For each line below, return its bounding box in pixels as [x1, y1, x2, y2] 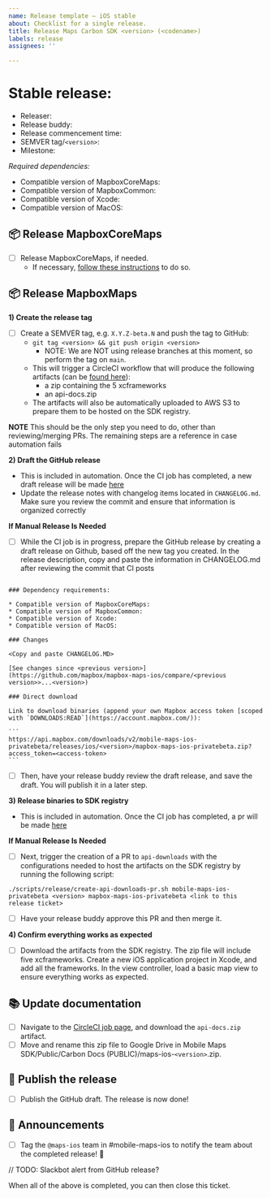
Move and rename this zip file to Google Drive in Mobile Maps [19, 1040, 227, 1049]
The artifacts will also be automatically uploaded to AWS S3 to [32, 397, 241, 407]
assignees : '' [8, 42, 57, 50]
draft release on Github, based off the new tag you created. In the [19, 546, 239, 556]
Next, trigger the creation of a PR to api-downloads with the [19, 851, 217, 861]
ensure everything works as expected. [19, 972, 149, 982]
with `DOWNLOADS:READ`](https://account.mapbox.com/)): [8, 714, 201, 722]
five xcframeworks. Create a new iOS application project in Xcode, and [19, 955, 257, 965]
